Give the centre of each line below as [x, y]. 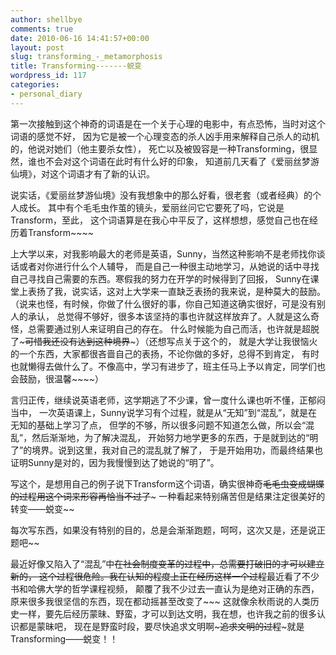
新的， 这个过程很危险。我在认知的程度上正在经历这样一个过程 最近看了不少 [165, 576]
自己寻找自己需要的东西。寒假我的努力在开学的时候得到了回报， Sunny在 [160, 278]
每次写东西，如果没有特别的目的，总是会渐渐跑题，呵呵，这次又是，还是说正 [168, 530]
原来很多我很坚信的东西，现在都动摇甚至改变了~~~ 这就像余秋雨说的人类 [160, 601]
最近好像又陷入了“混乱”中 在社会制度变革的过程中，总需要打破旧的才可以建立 [167, 563]
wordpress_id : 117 [48, 76]
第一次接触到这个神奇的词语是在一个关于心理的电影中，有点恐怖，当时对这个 [168, 123]
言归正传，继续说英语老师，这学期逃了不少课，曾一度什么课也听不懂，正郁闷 [168, 400]
